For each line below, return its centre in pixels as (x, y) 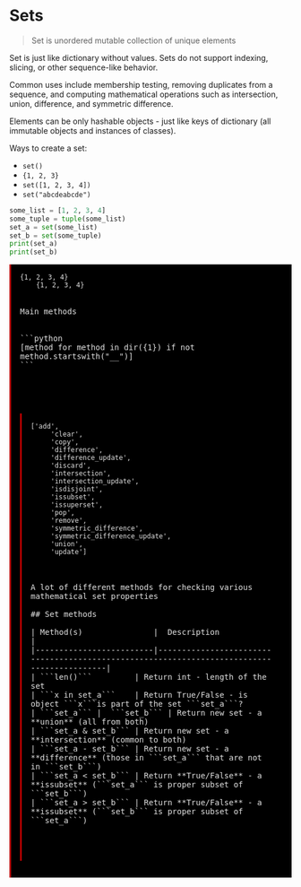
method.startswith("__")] (77, 357)
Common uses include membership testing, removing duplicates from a (141, 84)
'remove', (69, 521)
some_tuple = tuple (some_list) (68, 219)
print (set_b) (34, 252)
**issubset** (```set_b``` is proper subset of (137, 812)
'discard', (71, 466)
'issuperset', (77, 505)
